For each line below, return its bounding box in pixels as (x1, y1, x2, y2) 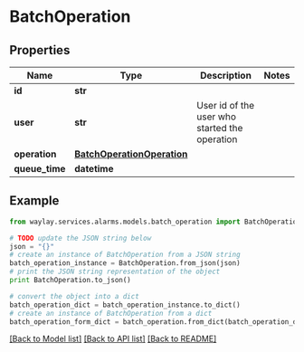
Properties (9, 43, 71, 58)
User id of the (195, 100, 255, 111)
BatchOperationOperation (74, 147, 188, 160)
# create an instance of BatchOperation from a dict (9, 309, 213, 318)
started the (195, 122, 243, 134)
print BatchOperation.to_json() (9, 276, 131, 285)
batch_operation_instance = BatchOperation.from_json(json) (9, 259, 242, 268)
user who (195, 110, 237, 123)
